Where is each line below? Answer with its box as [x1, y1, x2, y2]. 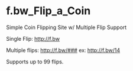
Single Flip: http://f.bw [6, 35, 60, 42]
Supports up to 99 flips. [6, 58, 64, 65]
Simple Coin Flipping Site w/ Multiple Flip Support [6, 24, 127, 31]
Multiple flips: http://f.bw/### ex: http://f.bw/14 [6, 46, 120, 54]
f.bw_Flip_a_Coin [6, 4, 91, 18]
